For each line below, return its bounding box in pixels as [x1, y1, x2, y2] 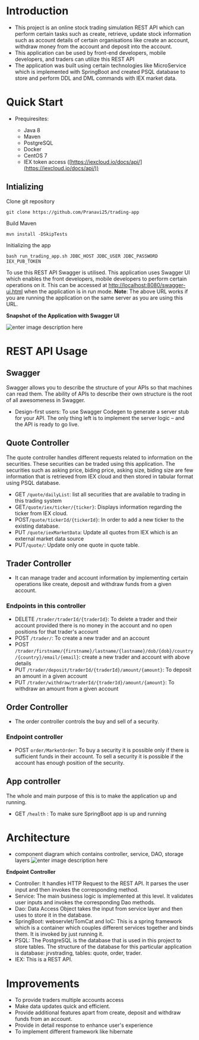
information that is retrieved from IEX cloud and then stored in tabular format [6, 472, 194, 480]
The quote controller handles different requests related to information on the [6, 454, 193, 461]
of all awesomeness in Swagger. [6, 396, 86, 403]
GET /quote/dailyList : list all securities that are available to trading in [14, 490, 186, 498]
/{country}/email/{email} [14, 654, 79, 661]
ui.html [6, 288, 23, 295]
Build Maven [6, 219, 37, 227]
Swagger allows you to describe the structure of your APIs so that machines [6, 384, 192, 391]
